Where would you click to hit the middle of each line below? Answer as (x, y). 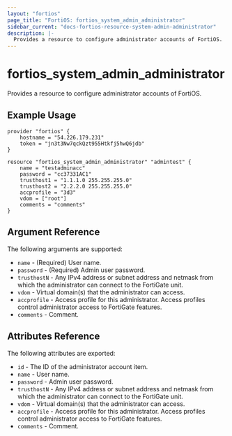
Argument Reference (54, 232)
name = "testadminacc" (53, 168)
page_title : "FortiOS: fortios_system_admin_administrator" (96, 20)
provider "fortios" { (39, 131)
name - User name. (43, 374)
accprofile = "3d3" (48, 193)
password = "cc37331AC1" (56, 174)
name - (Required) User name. (59, 262)
